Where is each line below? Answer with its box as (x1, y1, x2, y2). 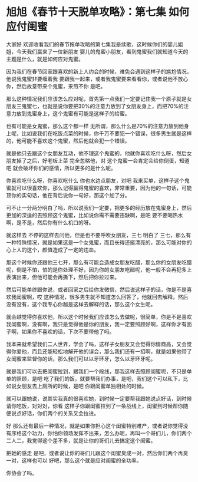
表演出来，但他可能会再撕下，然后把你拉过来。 (6, 273, 120, 280)
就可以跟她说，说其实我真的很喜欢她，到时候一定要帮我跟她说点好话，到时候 (6, 395, 192, 402)
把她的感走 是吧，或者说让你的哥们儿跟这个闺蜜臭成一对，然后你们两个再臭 (6, 449, 189, 457)
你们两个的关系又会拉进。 (37, 410, 99, 417)
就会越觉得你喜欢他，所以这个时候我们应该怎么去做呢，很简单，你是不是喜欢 (6, 313, 192, 320)
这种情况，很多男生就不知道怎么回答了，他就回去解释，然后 (43, 293, 189, 301)
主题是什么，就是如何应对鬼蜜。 (6, 55, 84, 62)
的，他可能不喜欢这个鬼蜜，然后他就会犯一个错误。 (6, 137, 130, 144)
